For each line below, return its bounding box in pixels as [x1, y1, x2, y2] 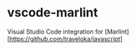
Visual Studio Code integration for [7, 27, 104, 36]
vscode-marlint [7, 5, 99, 21]
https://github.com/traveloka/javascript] [9, 34, 123, 42]
